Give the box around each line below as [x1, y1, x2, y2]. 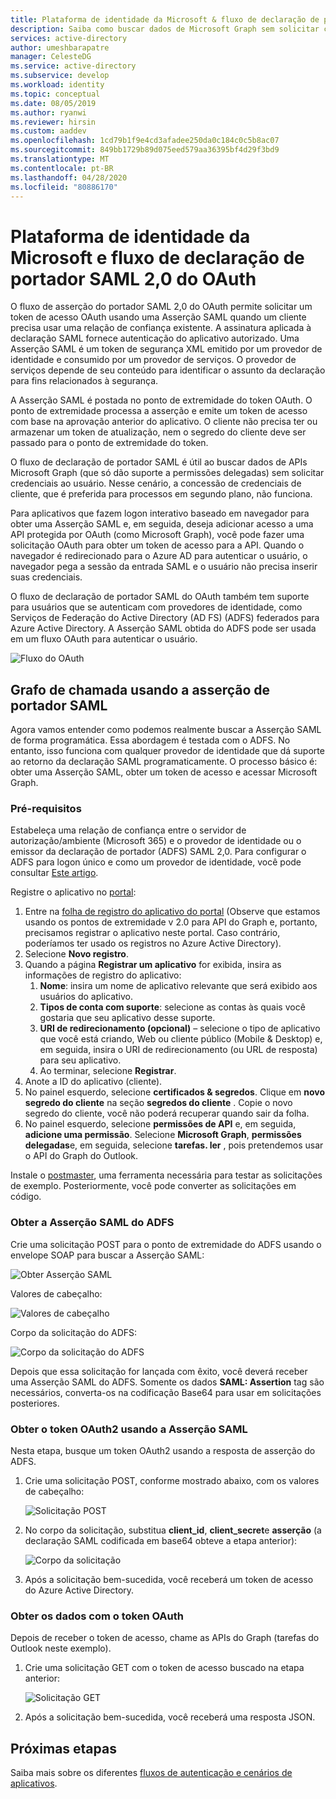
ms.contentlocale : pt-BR [10, 163, 114, 173]
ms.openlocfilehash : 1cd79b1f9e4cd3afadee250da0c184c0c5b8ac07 [10, 136, 280, 146]
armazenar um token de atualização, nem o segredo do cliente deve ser [10, 426, 307, 438]
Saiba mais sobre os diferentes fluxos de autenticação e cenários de [10, 1767, 293, 1779]
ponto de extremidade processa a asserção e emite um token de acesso [10, 405, 308, 417]
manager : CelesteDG [10, 52, 92, 62]
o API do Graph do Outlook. [24, 1150, 139, 1162]
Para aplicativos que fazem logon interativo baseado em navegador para [10, 507, 310, 520]
